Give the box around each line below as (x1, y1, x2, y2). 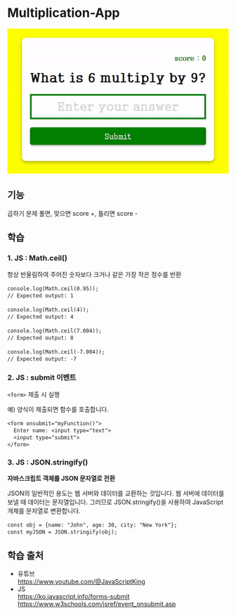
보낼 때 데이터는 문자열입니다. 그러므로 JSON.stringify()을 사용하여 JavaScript (7, 498, 223, 507)
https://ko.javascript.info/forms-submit (17, 592, 130, 600)
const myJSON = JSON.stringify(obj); (7, 529, 118, 536)
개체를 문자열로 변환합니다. (7, 507, 81, 515)
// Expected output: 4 (7, 313, 74, 321)
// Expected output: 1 (7, 292, 74, 299)
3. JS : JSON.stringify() (7, 457, 88, 467)
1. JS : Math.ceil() (7, 253, 68, 263)
